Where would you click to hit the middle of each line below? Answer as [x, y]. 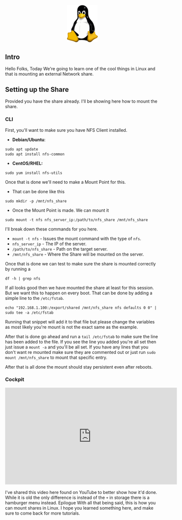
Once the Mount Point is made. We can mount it [61, 210]
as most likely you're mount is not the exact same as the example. [72, 327]
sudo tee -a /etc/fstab [29, 313]
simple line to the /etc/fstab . [35, 298]
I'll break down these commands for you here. [52, 229]
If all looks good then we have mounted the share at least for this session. [79, 288]
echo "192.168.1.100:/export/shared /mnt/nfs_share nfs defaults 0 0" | [81, 308]
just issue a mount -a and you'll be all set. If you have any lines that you [77, 347]
